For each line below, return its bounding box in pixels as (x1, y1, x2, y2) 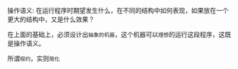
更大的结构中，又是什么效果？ (7, 15, 94, 23)
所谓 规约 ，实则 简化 (7, 54, 60, 63)
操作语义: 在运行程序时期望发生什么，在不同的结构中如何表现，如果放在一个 (7, 6, 229, 14)
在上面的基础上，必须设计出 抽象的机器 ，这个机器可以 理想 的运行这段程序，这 (7, 31, 225, 38)
